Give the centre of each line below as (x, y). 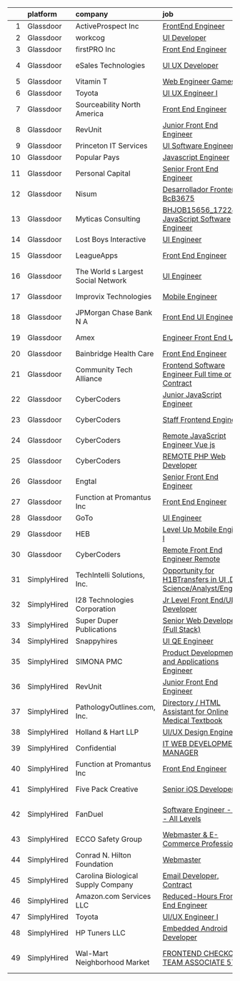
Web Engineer (186, 81)
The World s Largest (109, 272)
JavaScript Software (196, 219)
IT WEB (175, 744)
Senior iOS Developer (199, 789)
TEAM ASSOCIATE (194, 962)
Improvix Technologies (114, 297)
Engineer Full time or (197, 374)
